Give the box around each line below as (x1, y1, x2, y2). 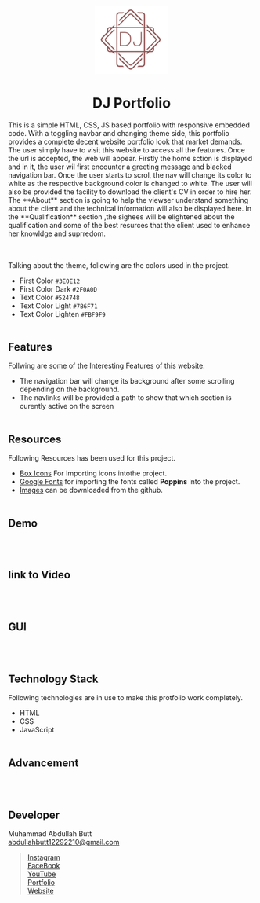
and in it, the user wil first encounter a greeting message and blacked (8, 162, 233, 171)
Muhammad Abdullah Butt (8, 829, 92, 839)
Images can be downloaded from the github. (19, 486, 163, 495)
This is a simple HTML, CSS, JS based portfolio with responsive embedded (8, 120, 251, 130)
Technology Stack (8, 672, 99, 685)
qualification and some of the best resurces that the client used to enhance (8, 220, 251, 229)
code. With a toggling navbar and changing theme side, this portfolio (8, 128, 229, 138)
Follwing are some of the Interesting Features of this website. (8, 361, 205, 371)
